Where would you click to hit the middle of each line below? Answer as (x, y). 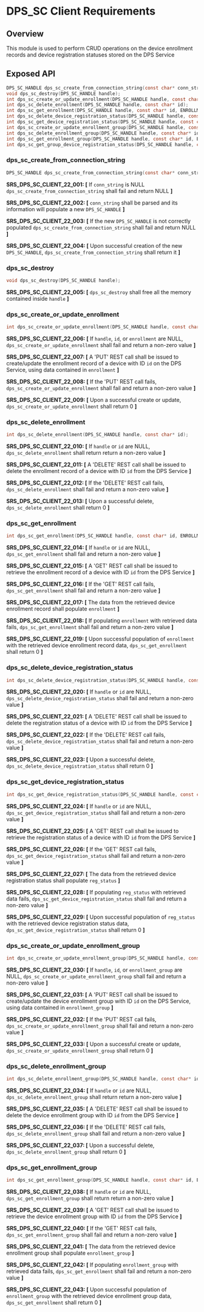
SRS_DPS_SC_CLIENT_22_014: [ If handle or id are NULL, (78, 548)
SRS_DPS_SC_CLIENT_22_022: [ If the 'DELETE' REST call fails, (86, 735)
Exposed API (31, 74)
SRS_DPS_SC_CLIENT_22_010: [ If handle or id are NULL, (78, 446)
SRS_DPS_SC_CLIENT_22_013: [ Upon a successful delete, (80, 501)
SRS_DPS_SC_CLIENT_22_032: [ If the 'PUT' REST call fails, (81, 1019)
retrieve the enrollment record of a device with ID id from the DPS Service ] (100, 572)
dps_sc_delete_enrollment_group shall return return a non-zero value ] (94, 1096)
